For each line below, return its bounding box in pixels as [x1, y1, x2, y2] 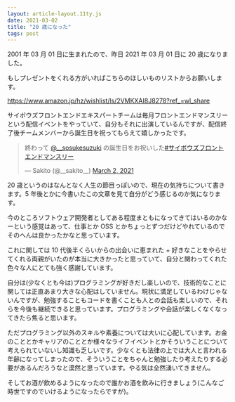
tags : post [7, 30, 39, 37]
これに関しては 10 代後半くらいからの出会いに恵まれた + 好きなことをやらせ [7, 246, 227, 254]
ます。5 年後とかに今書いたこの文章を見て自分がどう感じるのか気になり [7, 190, 215, 198]
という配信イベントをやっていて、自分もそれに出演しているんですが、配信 [7, 120, 221, 129]
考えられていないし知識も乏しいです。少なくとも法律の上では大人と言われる [7, 346, 228, 355]
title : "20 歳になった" [7, 23, 72, 30]
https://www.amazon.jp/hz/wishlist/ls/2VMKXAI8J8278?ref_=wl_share [7, 96, 210, 105]
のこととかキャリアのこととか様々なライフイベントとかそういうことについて [7, 337, 229, 346]
